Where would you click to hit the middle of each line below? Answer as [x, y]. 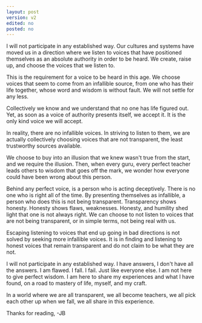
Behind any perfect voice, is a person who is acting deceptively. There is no [101, 189]
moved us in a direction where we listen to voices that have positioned [94, 53]
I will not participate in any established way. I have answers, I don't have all [100, 264]
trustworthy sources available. [44, 146]
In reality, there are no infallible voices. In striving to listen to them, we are [98, 133]
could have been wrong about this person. [59, 177]
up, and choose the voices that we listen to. [61, 66]
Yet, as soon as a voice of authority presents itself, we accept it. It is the [96, 115]
